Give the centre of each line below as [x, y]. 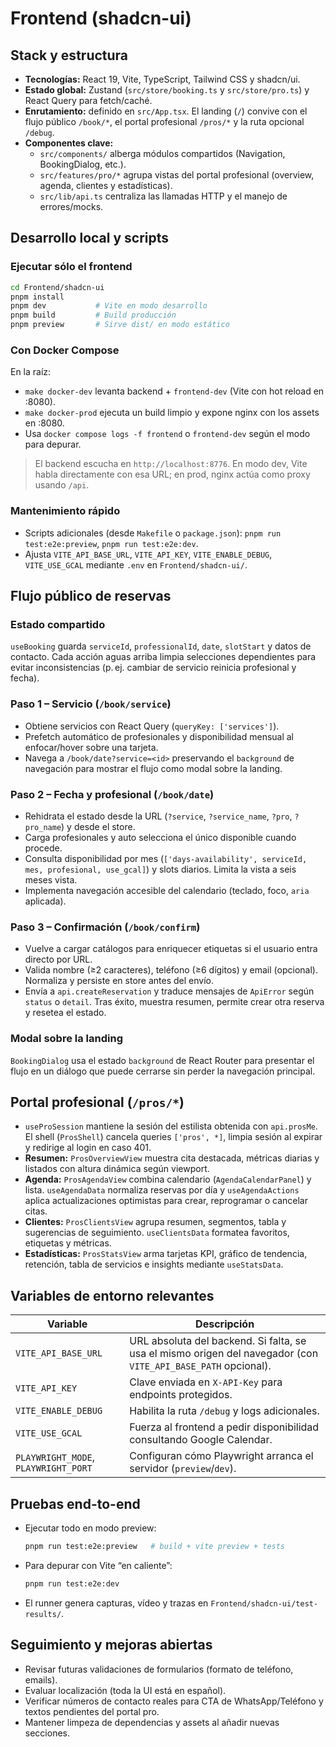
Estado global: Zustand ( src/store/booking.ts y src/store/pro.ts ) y [167, 90]
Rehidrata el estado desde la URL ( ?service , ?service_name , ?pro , [158, 816]
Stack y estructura [69, 55]
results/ [43, 1614]
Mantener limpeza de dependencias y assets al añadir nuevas [152, 1722]
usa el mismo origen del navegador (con [224, 1354]
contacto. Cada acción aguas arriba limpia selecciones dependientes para [163, 657]
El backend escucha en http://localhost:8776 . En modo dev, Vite [171, 464]
